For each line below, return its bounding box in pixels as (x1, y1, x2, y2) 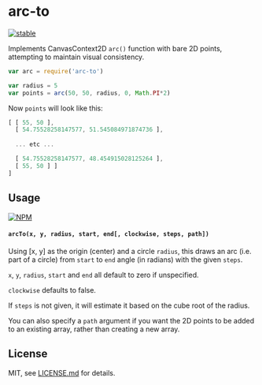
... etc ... (15, 140, 55, 148)
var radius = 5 (8, 81, 58, 89)
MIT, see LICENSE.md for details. (8, 368, 116, 377)
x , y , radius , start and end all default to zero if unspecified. (8, 270, 199, 279)
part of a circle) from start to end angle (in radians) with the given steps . (8, 255, 243, 264)
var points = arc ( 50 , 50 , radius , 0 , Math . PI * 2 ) (8, 89, 171, 97)
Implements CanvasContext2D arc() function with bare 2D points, (8, 43, 223, 53)
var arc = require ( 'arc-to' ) (8, 67, 104, 75)
